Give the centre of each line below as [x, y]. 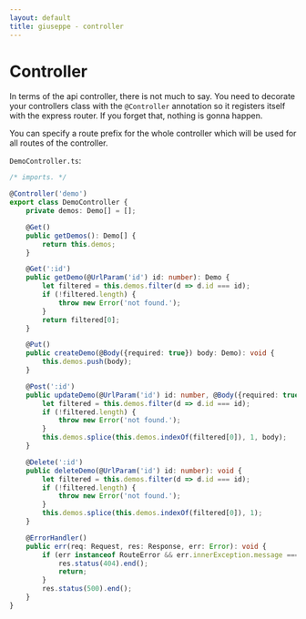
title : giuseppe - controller [67, 26]
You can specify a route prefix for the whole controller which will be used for [153, 134]
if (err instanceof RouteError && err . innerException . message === [171, 555]
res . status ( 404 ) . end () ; [103, 563]
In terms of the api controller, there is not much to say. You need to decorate [153, 96]
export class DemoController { [69, 203]
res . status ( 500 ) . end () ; [87, 589]
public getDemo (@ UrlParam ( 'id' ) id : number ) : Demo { [128, 278]
